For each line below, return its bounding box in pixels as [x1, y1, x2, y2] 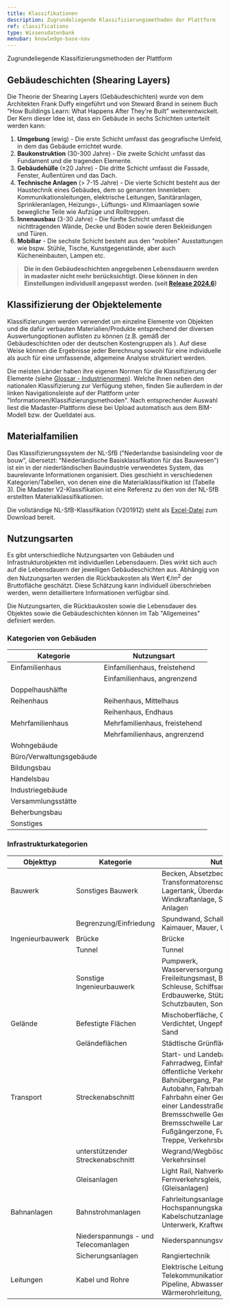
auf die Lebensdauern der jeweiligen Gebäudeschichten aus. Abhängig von [7, 566, 220, 574]
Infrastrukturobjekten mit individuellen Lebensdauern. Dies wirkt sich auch [7, 558, 217, 566]
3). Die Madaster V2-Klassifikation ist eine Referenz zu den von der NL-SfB [7, 485, 219, 494]
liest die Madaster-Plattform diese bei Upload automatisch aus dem [7, 403, 197, 411]
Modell [7, 411, 27, 419]
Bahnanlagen [10, 1207, 53, 1217]
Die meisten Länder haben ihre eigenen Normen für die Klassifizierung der [7, 367, 217, 375]
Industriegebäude [10, 786, 68, 795]
